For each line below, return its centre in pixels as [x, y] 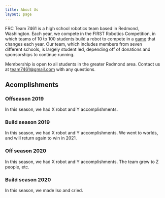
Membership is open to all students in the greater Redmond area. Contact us [82, 64]
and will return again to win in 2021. [41, 138]
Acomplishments [32, 84]
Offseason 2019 [25, 99]
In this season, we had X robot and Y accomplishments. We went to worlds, [82, 133]
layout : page [18, 14]
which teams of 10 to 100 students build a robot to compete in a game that [80, 39]
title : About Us [22, 10]
